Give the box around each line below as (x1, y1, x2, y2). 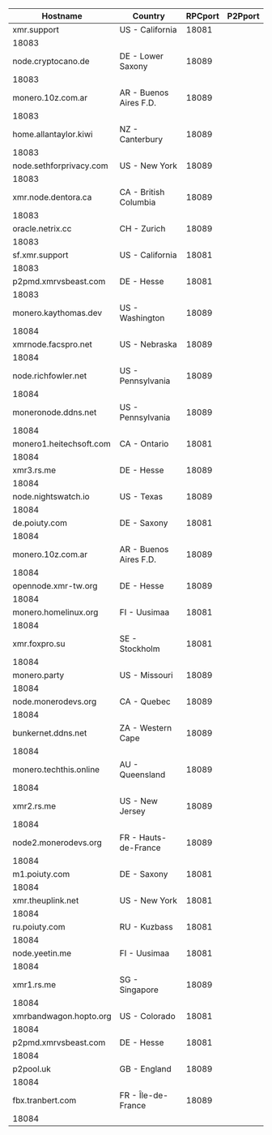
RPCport (185, 11, 220, 21)
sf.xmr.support (12, 249, 69, 261)
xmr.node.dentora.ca (12, 192, 92, 202)
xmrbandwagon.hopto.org (12, 1011, 112, 1021)
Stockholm (119, 643, 160, 654)
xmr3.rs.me (12, 464, 57, 476)
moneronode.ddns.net (12, 407, 97, 417)
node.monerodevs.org (12, 696, 97, 707)
